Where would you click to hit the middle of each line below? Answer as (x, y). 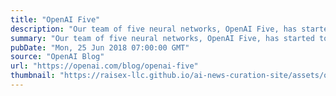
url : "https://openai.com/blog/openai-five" (104, 66)
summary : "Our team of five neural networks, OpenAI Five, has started (162, 38)
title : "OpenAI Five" (55, 19)
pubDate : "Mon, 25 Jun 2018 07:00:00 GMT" (100, 47)
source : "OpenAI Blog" (57, 57)
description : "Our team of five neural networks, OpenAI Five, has (154, 29)
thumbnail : (33, 76)
